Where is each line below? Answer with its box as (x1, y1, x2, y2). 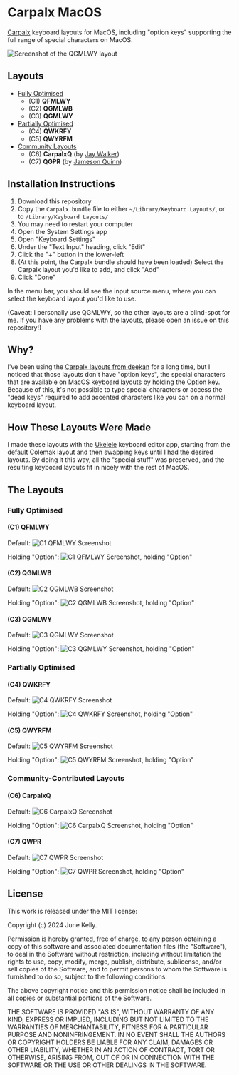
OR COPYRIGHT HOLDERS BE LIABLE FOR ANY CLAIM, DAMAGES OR (7, 1038, 213, 1046)
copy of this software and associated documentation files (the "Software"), (7, 942, 228, 950)
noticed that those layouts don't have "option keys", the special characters (7, 370, 225, 379)
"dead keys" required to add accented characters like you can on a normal (7, 393, 226, 402)
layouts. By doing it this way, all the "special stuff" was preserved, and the (7, 455, 225, 464)
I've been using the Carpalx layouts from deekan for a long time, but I (7, 363, 211, 371)
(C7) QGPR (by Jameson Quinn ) (28, 157, 122, 166)
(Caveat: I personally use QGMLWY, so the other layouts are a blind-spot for (7, 308, 230, 316)
